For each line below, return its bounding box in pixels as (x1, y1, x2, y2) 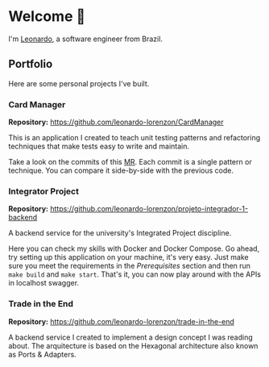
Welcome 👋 (8, 7, 86, 26)
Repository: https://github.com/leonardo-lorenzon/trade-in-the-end (8, 316, 235, 326)
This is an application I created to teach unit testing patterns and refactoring (8, 133, 261, 143)
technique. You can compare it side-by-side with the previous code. (8, 165, 234, 176)
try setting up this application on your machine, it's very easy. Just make (8, 252, 249, 262)
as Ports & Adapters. (8, 349, 77, 359)
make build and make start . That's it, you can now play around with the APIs (8, 269, 262, 279)
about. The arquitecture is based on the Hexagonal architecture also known (8, 340, 259, 350)
